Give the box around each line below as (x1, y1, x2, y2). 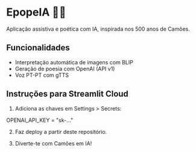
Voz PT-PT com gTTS (14, 71, 69, 79)
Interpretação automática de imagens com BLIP (14, 58, 134, 65)
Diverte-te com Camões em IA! (14, 139, 92, 147)
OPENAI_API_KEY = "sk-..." (6, 117, 74, 124)
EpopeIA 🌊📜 (6, 5, 66, 19)
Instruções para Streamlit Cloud (6, 89, 128, 99)
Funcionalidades (6, 43, 71, 53)
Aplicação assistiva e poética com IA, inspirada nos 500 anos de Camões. (6, 25, 190, 32)
